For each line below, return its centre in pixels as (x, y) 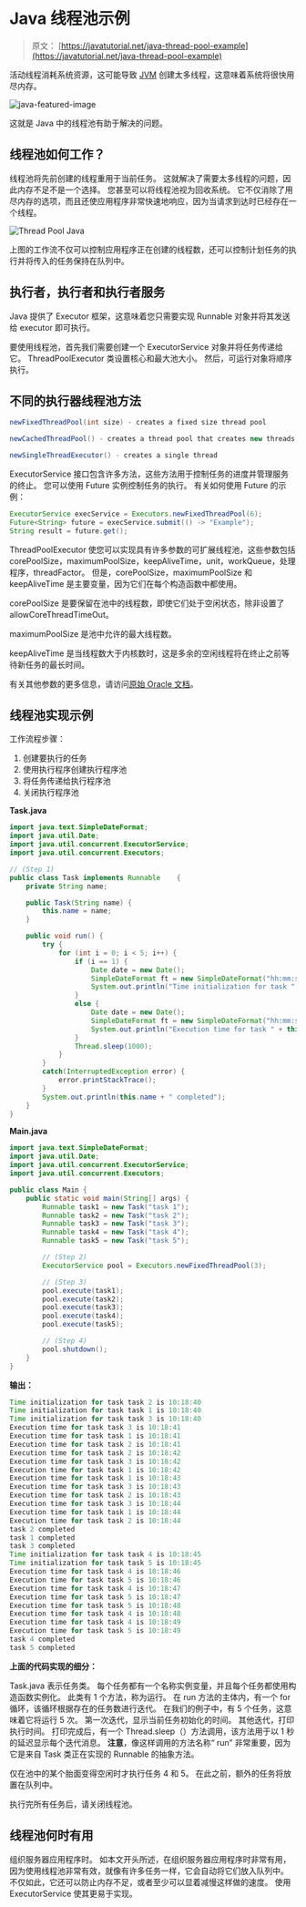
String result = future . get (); (69, 531)
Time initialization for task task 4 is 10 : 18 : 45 (106, 1554)
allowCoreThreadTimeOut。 (61, 614)
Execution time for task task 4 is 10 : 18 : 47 (95, 1588)
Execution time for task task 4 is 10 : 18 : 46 (95, 1572)
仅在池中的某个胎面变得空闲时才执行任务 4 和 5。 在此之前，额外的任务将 (147, 1773)
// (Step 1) (32, 869)
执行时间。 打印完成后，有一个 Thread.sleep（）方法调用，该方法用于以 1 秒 (152, 1731)
